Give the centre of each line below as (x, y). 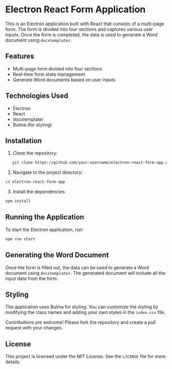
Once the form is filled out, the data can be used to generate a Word (77, 267)
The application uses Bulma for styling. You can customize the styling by (82, 307)
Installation (24, 141)
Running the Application (45, 217)
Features (20, 56)
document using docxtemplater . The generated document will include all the (85, 273)
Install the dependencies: (39, 192)
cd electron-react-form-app (35, 182)
